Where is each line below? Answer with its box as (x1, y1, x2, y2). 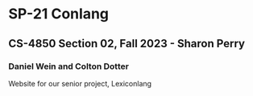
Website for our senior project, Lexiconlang (8, 78, 151, 88)
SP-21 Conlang (8, 5, 110, 23)
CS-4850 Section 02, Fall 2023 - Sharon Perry (8, 37, 246, 50)
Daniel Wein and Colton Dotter (8, 61, 129, 72)
